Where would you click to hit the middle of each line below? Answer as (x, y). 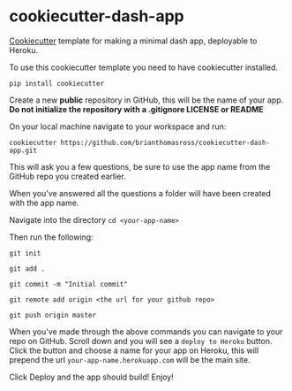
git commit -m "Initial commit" (68, 284)
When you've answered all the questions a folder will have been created (140, 193)
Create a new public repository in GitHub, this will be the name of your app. (146, 100)
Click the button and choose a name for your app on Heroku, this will (134, 350)
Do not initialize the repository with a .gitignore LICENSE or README (137, 109)
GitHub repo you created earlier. (67, 176)
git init (25, 253)
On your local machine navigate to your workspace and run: (118, 126)
